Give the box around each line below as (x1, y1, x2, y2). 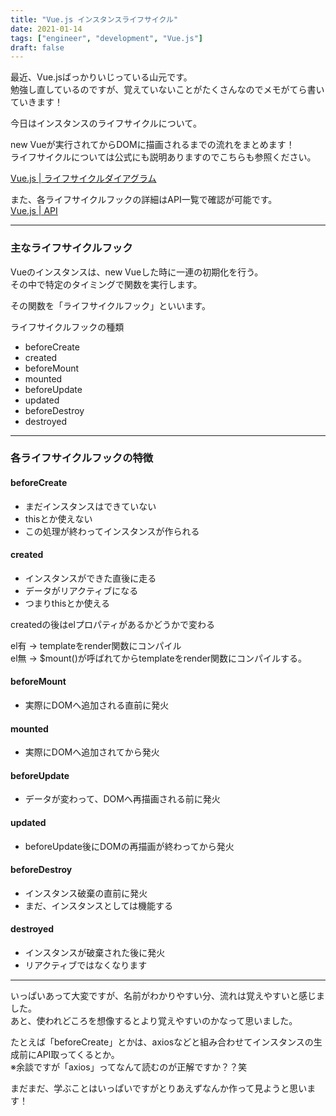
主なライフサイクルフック (10, 241, 133, 255)
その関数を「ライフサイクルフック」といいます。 (10, 299, 211, 311)
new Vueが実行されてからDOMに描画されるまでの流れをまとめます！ (10, 139, 295, 151)
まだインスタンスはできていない (24, 500, 157, 512)
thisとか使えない (24, 512, 93, 525)
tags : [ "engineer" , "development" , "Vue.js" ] (10, 33, 203, 43)
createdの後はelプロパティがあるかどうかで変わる (10, 618, 216, 630)
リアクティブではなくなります (24, 959, 148, 971)
